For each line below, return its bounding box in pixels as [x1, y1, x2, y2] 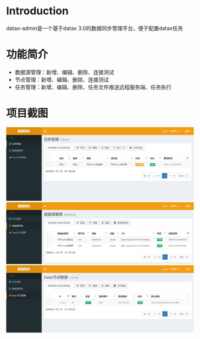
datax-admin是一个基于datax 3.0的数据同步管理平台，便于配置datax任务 [6, 24, 183, 32]
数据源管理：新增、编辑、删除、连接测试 [14, 69, 114, 76]
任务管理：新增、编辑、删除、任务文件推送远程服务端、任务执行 [14, 83, 171, 91]
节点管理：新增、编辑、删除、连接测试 [14, 76, 109, 83]
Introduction [6, 4, 69, 18]
